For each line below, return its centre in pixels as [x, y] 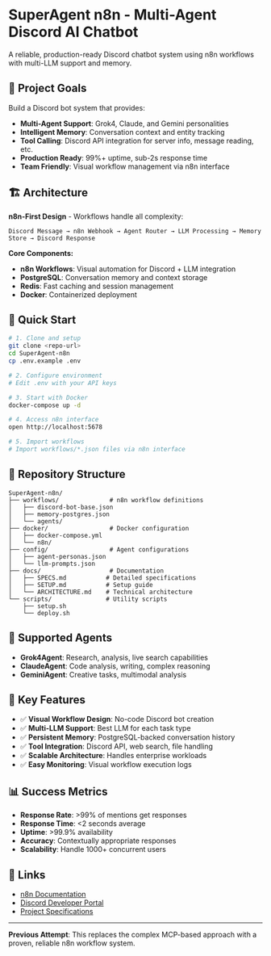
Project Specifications [56, 911]
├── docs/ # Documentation [86, 571]
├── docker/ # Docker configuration [99, 528]
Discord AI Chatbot [73, 32]
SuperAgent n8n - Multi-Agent [113, 15]
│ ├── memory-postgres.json [59, 514]
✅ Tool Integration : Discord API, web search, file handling [117, 746]
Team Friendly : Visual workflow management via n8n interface [125, 166]
